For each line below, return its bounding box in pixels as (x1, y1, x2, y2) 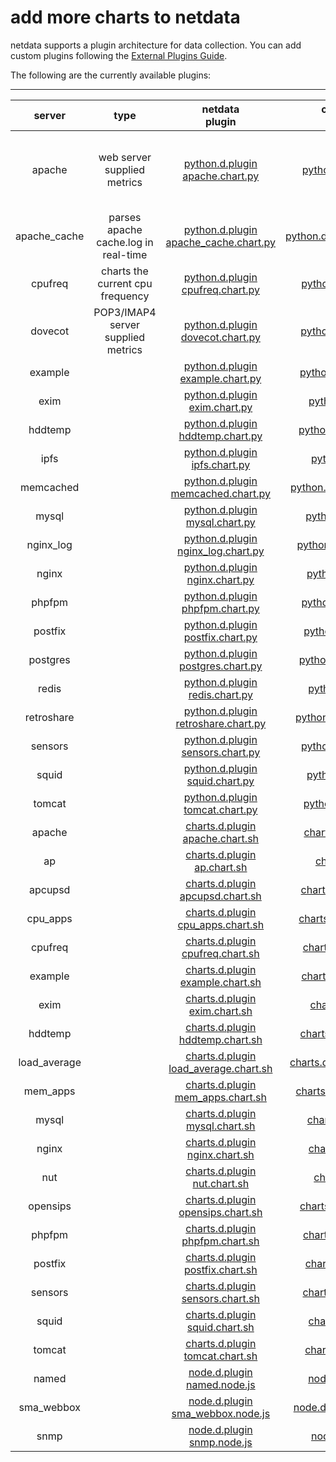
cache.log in (96, 235, 154, 249)
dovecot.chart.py (180, 330, 261, 344)
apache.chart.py (182, 169, 260, 183)
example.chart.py (179, 371, 262, 385)
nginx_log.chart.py (177, 544, 265, 558)
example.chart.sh (179, 975, 262, 989)
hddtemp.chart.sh (178, 1032, 263, 1046)
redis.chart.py (188, 687, 254, 701)
